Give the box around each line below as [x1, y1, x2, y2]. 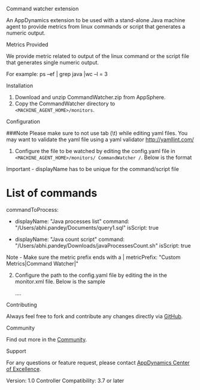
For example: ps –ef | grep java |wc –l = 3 [6, 71, 108, 77]
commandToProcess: [6, 206, 59, 213]
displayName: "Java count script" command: [14, 236, 125, 243]
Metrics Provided [6, 41, 49, 48]
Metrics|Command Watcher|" [6, 260, 79, 267]
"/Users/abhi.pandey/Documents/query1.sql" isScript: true [14, 224, 159, 231]
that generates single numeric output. [6, 59, 99, 66]
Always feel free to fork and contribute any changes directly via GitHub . [6, 312, 183, 319]
